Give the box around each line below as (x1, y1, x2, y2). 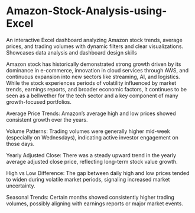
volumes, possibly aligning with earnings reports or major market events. (6, 200, 183, 207)
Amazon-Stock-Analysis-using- (6, 4, 167, 18)
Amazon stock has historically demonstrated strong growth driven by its (6, 61, 181, 68)
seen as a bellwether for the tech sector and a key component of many (6, 92, 178, 99)
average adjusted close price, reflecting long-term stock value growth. (6, 158, 178, 165)
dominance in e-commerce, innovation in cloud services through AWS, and (6, 66, 189, 74)
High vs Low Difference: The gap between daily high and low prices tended (6, 169, 190, 176)
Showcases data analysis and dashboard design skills (6, 49, 137, 56)
